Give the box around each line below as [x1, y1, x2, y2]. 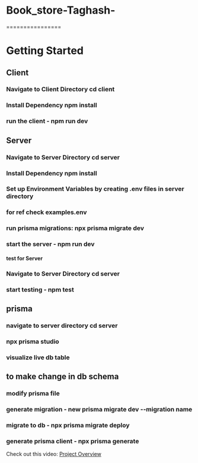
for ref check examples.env [6, 208, 87, 216]
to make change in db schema [6, 372, 119, 382]
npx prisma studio [6, 337, 59, 346]
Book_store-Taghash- [6, 4, 116, 17]
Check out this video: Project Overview [6, 451, 102, 458]
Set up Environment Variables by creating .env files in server [6, 185, 185, 193]
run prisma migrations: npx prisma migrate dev [6, 224, 144, 232]
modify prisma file [6, 389, 60, 398]
